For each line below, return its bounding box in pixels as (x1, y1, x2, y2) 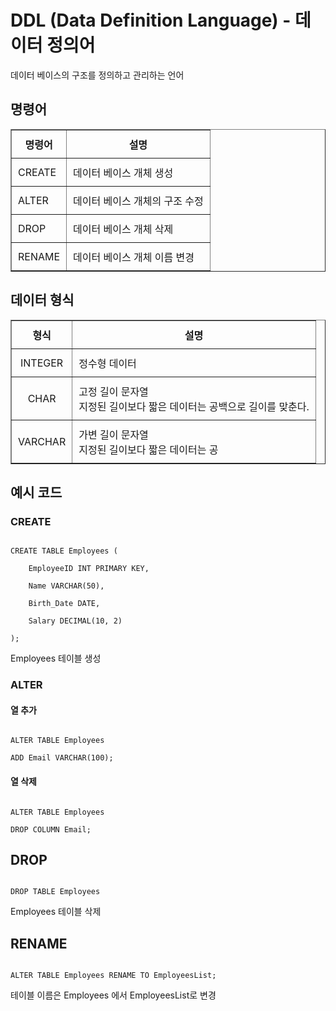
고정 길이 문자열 (78, 384, 149, 398)
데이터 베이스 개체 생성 (73, 166, 174, 180)
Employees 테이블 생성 (10, 652, 102, 665)
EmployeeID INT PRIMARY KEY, (28, 564, 150, 574)
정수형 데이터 (78, 356, 137, 370)
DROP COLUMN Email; (10, 824, 92, 835)
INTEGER (20, 356, 64, 370)
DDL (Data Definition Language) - (10, 9, 292, 32)
